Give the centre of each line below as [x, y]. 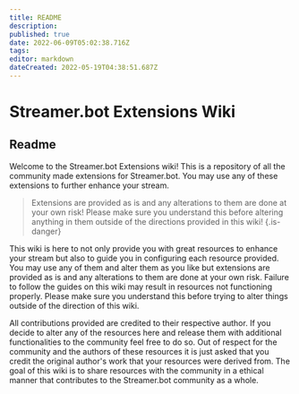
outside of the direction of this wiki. [74, 305]
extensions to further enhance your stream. [90, 185]
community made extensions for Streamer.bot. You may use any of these [144, 176]
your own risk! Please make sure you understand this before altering [157, 212]
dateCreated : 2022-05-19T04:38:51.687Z [84, 68]
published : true [39, 34]
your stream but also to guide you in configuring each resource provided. [144, 258]
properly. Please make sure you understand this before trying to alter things [149, 295]
